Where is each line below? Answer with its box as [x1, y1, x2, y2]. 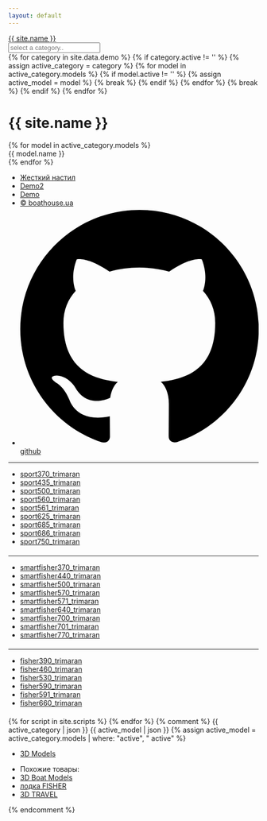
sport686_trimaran [19, 528, 81, 537]
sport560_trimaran [19, 494, 81, 504]
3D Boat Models [19, 773, 73, 782]
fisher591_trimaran [19, 689, 81, 699]
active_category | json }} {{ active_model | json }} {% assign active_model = [8, 725, 257, 734]
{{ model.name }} [8, 149, 65, 158]
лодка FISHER [19, 780, 68, 791]
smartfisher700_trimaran [19, 613, 101, 622]
